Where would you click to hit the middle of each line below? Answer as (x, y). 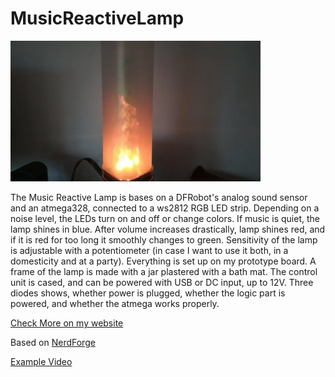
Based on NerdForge (53, 343)
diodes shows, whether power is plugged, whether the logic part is (148, 293)
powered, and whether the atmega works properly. (115, 304)
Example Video (41, 362)
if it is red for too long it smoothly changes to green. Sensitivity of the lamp (164, 240)
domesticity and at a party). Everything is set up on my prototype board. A (163, 261)
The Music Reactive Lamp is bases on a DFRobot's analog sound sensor (159, 198)
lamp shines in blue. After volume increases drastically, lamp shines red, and (168, 229)
